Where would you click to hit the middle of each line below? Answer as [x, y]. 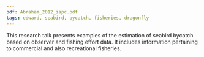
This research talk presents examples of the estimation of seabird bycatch [100, 35]
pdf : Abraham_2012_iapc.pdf [42, 12]
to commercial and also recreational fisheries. [64, 48]
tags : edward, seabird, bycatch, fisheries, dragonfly [78, 18]
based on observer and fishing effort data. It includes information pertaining [102, 42]
